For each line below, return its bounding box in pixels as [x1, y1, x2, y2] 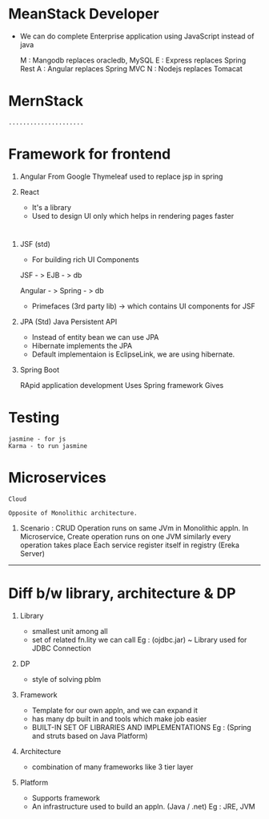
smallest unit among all [31, 626, 108, 635]
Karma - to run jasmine [8, 442, 88, 450]
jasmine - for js [8, 434, 66, 443]
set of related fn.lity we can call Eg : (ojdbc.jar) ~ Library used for [31, 635, 247, 644]
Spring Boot [19, 365, 60, 374]
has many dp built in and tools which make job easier [31, 714, 207, 724]
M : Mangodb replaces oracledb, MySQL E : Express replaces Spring [19, 55, 247, 65]
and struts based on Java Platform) [31, 731, 148, 740]
